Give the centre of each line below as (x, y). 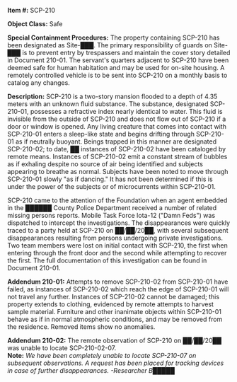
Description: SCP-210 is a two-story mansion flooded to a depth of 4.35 (112, 96)
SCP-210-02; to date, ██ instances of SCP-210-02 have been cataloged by (117, 149)
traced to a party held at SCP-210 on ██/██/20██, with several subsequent (118, 230)
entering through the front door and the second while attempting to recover (117, 253)
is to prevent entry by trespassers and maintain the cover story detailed (126, 53)
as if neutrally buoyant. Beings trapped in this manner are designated (116, 141)
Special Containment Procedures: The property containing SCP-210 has (114, 37)
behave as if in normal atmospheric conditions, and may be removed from (115, 319)
